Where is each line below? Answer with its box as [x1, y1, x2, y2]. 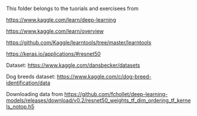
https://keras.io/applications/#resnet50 [6, 50, 101, 57]
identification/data [6, 79, 51, 86]
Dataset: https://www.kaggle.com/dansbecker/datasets [6, 62, 141, 69]
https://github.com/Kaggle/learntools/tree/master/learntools [6, 39, 152, 46]
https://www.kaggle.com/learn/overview [6, 28, 104, 35]
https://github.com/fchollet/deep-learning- [64, 91, 168, 97]
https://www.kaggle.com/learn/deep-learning [6, 16, 116, 23]
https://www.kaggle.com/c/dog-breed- [56, 73, 152, 80]
